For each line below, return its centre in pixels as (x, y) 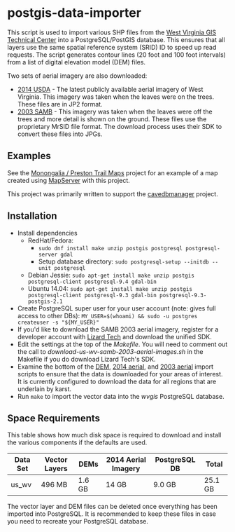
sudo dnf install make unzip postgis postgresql (111, 248)
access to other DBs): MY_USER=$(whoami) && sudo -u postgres (107, 315)
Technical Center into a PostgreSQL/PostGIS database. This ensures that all (116, 39)
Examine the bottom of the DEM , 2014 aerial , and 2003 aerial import (115, 367)
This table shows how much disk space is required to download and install (114, 435)
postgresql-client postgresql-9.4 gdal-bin (92, 282)
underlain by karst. (44, 389)
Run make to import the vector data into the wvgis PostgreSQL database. (121, 396)
